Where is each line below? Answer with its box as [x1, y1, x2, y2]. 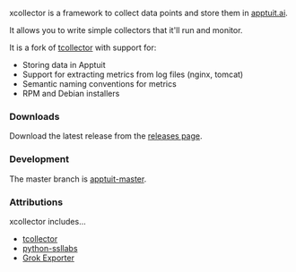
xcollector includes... [9, 216, 87, 226]
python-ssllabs [22, 242, 78, 253]
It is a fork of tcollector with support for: [9, 42, 157, 53]
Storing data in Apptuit [22, 60, 106, 70]
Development [9, 153, 70, 166]
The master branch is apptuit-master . [9, 174, 147, 184]
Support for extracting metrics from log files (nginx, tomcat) [22, 69, 244, 80]
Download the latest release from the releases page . [9, 131, 204, 141]
